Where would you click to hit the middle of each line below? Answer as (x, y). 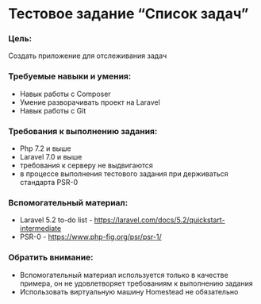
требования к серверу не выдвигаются (86, 165)
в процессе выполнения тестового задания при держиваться (124, 174)
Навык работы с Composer (65, 94)
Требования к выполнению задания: (83, 131)
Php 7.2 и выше (45, 148)
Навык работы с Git (53, 110)
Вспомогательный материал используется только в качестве (124, 275)
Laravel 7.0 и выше (51, 157)
